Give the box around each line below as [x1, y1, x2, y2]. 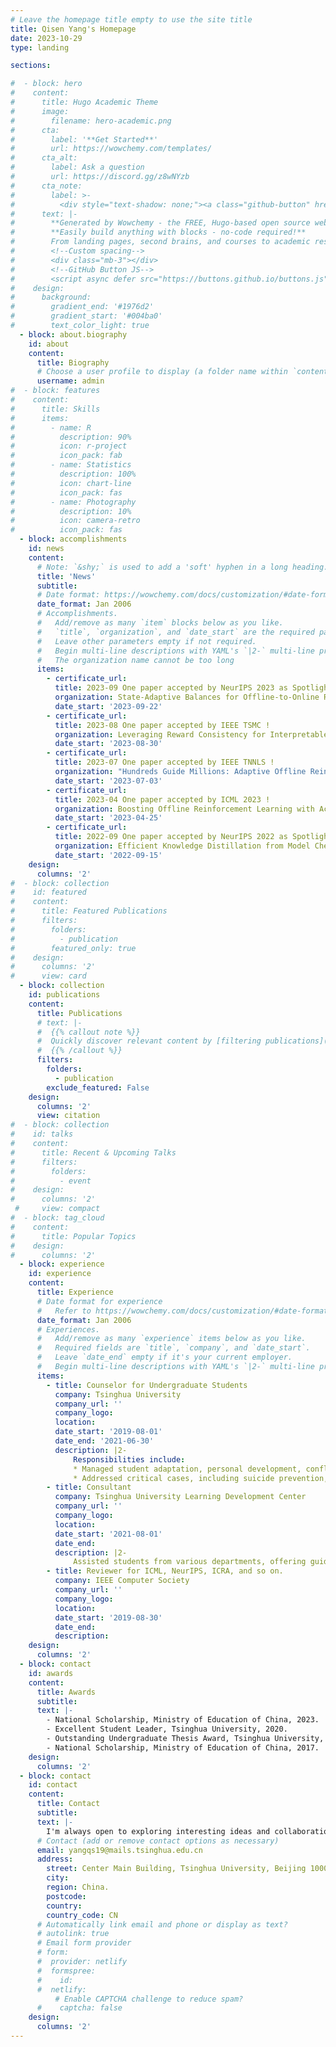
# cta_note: [10, 181, 83, 191]
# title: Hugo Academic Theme [10, 97, 159, 107]
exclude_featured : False [46, 1082, 150, 1093]
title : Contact [36, 1799, 101, 1809]
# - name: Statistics [10, 460, 132, 470]
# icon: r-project [10, 441, 128, 451]
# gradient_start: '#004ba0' [10, 311, 163, 321]
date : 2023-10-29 [10, 33, 83, 43]
